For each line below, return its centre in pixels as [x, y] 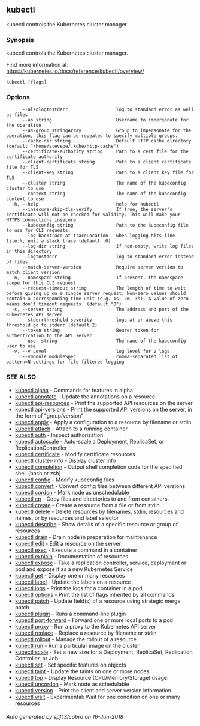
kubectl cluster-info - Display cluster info [65, 460]
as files [17, 115]
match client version [33, 273]
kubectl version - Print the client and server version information [93, 690]
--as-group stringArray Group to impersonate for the [107, 131]
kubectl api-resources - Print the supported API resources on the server [104, 403]
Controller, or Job [37, 658]
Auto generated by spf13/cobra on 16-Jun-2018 [65, 717]
